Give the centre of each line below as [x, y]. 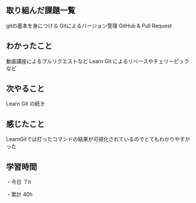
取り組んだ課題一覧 [41, 11]
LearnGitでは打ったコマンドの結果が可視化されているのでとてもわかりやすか [98, 139]
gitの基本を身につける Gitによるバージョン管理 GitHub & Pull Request [89, 26]
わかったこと [29, 46]
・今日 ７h [19, 182]
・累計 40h [20, 194]
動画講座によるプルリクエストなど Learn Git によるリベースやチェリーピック [98, 61]
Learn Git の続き [26, 104]
